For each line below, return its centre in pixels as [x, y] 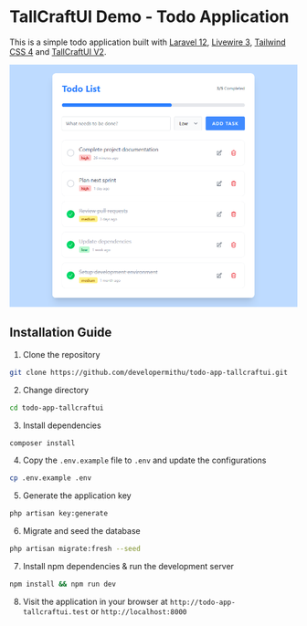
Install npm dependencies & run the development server [128, 566]
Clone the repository [61, 354]
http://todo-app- [202, 602]
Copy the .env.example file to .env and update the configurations [144, 460]
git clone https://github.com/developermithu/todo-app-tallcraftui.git [148, 372]
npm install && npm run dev [63, 584]
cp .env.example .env [51, 478]
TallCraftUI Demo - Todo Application [149, 17]
